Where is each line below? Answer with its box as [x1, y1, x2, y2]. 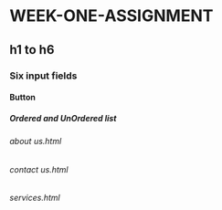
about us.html [9, 136, 62, 147]
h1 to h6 [9, 42, 55, 58]
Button [9, 92, 37, 103]
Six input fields [9, 69, 78, 82]
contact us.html [9, 163, 69, 174]
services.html [9, 193, 61, 204]
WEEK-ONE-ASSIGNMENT [9, 5, 214, 26]
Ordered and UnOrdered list [9, 112, 117, 123]
